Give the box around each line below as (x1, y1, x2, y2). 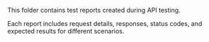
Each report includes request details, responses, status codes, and (7, 20, 203, 27)
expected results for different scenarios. (7, 27, 125, 35)
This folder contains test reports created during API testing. (7, 6, 181, 14)
